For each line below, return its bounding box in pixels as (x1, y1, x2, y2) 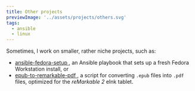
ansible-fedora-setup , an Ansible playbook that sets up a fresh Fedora (14, 59, 190, 66)
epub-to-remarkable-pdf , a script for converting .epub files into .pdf (14, 72, 184, 79)
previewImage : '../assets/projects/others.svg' (6, 14, 127, 20)
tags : (6, 20, 20, 26)
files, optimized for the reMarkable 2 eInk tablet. (14, 78, 134, 86)
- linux (11, 31, 31, 37)
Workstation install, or (14, 65, 69, 72)
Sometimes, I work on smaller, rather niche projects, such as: (6, 47, 156, 54)
